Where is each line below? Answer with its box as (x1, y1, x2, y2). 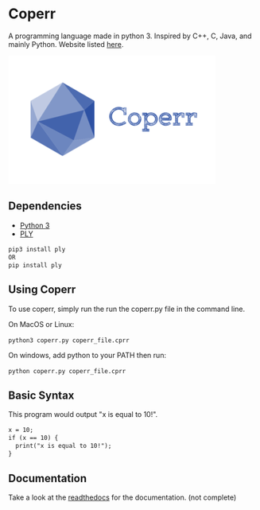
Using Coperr (8, 283, 76, 297)
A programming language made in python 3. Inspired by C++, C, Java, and (8, 31, 252, 41)
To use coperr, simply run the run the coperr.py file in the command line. (8, 304, 245, 313)
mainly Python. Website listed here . (8, 39, 124, 49)
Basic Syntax (8, 388, 75, 402)
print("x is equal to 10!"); (15, 442, 112, 450)
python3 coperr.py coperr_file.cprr (8, 336, 130, 345)
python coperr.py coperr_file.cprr (8, 367, 126, 375)
